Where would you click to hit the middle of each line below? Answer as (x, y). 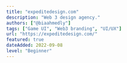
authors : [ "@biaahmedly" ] (38, 23)
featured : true (25, 40)
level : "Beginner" (29, 51)
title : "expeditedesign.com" (43, 12)
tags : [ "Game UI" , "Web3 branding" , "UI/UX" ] (64, 28)
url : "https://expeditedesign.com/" (52, 34)
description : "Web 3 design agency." (53, 17)
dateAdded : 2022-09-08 (34, 46)
